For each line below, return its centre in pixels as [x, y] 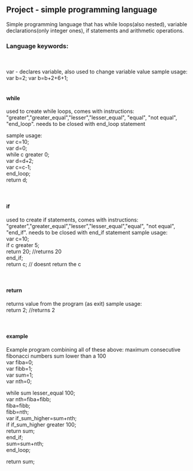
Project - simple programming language [82, 10]
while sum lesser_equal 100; [41, 393]
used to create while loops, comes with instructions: [70, 111]
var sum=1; [20, 375]
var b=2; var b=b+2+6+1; [37, 78]
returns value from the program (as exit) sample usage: [74, 303]
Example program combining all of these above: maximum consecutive [94, 349]
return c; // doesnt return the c [44, 264]
